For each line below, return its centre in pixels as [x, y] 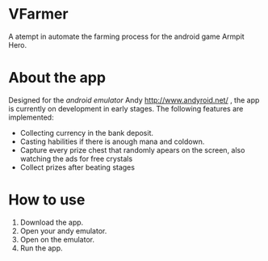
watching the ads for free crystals [76, 158]
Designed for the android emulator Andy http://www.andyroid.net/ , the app [134, 100]
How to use [47, 200]
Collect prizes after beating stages [77, 167]
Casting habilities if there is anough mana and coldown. [112, 141]
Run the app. [41, 248]
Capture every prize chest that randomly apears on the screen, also [132, 149]
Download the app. [52, 222]
